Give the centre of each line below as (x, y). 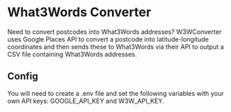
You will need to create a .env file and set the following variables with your (116, 93)
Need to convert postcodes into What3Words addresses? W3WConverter (114, 32)
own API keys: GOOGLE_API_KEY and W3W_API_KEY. (86, 101)
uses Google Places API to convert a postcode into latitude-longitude (108, 39)
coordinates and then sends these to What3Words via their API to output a (116, 46)
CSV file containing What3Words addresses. (72, 54)
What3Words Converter (79, 12)
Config (23, 76)
